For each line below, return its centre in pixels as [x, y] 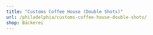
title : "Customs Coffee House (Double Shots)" [65, 12]
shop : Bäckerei [25, 23]
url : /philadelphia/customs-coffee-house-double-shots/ [76, 17]
